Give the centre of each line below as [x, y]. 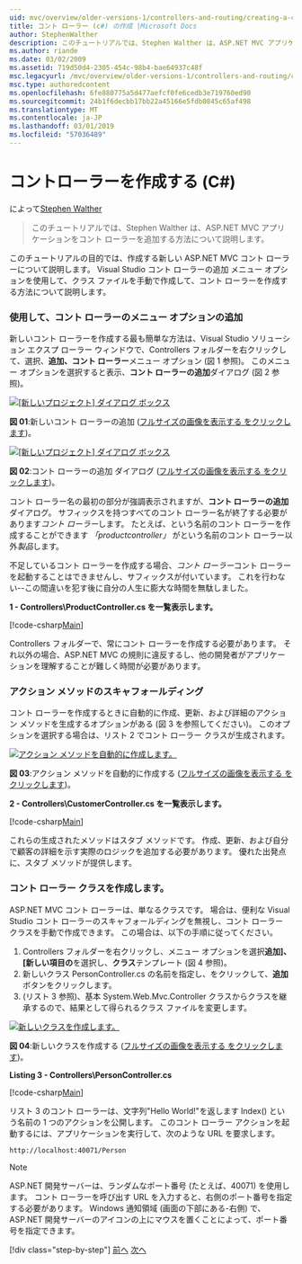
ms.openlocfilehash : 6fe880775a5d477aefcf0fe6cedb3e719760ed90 [130, 93]
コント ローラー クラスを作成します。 [89, 888]
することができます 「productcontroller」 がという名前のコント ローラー [151, 535]
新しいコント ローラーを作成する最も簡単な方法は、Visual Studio [129, 339]
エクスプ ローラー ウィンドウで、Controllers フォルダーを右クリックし [157, 350]
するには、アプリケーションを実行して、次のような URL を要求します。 [148, 1133]
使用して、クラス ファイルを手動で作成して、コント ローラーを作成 [156, 280]
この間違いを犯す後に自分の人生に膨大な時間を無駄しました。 [138, 588]
